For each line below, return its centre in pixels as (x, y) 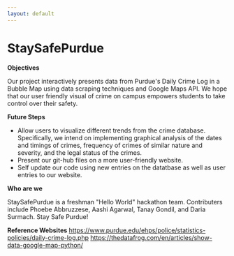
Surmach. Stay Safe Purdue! (48, 216)
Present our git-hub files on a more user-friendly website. (100, 160)
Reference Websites (37, 230)
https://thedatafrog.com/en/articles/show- (152, 237)
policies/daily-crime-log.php (48, 237)
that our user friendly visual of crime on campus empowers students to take (116, 96)
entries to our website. (50, 174)
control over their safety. (43, 103)
